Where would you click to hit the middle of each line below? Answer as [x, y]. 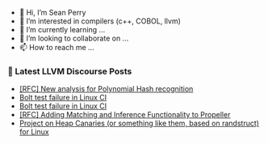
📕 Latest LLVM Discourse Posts [70, 71]
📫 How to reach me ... [57, 47]
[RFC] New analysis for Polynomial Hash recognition [106, 89]
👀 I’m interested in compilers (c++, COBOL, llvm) [100, 21]
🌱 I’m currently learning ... [62, 30]
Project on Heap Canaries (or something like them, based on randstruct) [139, 123]
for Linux [34, 132]
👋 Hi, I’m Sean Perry [52, 13]
